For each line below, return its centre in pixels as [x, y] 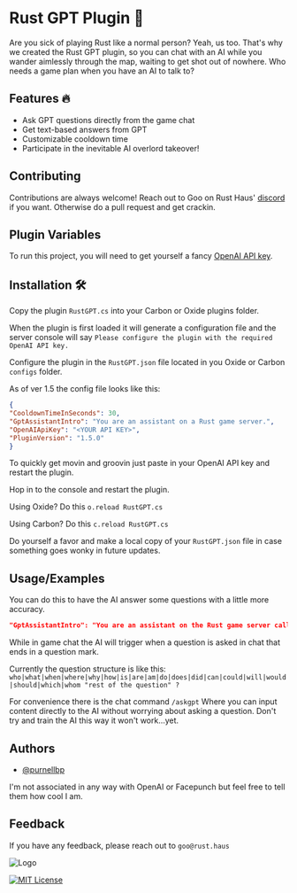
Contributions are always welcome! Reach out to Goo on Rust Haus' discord [147, 198]
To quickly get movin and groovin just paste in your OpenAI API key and [140, 463]
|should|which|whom [45, 686]
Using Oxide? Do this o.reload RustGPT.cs [86, 507]
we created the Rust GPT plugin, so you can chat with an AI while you [136, 51]
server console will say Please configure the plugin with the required [141, 338]
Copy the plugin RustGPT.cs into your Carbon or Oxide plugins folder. [134, 311]
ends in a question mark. [54, 652]
